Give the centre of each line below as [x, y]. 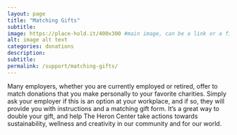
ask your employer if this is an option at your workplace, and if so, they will [116, 101]
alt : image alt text [38, 40]
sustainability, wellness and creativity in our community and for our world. [115, 123]
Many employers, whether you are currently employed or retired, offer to [113, 86]
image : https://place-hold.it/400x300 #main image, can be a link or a [115, 33]
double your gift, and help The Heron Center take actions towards [103, 116]
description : [26, 53]
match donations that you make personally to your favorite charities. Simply [117, 94]
